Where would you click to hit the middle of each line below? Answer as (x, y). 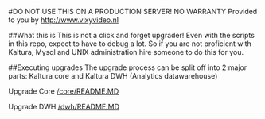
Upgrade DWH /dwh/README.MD (64, 107)
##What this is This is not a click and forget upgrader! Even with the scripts (131, 35)
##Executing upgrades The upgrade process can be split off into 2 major (128, 67)
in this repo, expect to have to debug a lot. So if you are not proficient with (130, 44)
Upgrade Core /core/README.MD (64, 91)
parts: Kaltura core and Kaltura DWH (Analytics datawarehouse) (113, 76)
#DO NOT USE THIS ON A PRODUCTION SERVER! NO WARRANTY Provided (133, 12)
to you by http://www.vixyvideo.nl (64, 20)
